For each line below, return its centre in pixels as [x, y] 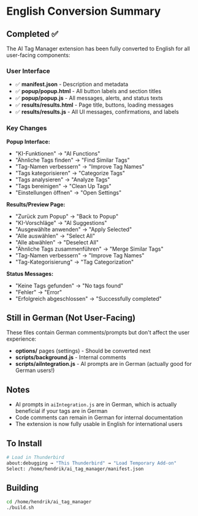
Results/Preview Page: [36, 204]
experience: [21, 339]
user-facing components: [38, 55]
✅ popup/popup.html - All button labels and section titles [88, 91]
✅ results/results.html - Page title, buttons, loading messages [94, 105]
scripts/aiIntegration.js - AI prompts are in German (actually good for [103, 364]
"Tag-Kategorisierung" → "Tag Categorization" [74, 262]
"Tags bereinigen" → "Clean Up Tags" [63, 186]
